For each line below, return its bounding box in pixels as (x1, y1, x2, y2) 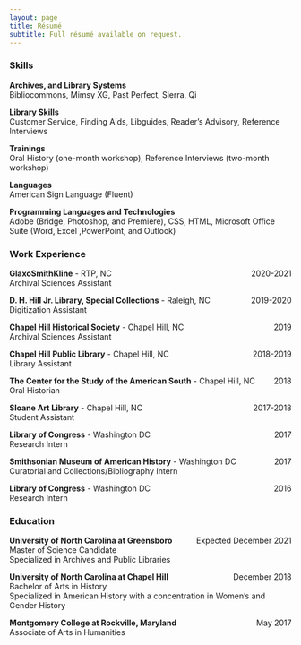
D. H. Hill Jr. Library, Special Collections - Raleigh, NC (9, 295, 211, 305)
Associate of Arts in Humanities (9, 627, 125, 638)
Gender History (9, 600, 66, 611)
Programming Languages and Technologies (9, 206, 176, 217)
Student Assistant (9, 411, 74, 422)
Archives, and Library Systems (9, 80, 127, 90)
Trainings (9, 142, 46, 153)
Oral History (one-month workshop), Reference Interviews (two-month (9, 152, 271, 163)
